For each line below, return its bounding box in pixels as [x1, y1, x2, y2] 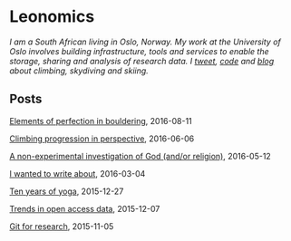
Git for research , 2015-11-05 [9, 220, 114, 232]
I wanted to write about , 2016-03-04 [9, 168, 146, 178]
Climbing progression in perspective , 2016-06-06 [9, 133, 195, 144]
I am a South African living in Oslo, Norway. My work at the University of [9, 36, 281, 47]
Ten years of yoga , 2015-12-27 [9, 186, 124, 197]
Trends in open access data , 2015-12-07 [9, 203, 160, 214]
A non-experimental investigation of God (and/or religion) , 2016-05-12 [9, 150, 272, 161]
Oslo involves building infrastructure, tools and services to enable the [9, 45, 269, 56]
